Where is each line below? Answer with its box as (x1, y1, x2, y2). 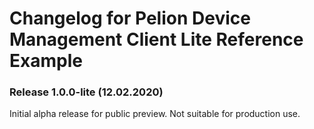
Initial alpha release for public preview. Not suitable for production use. (9, 108, 301, 120)
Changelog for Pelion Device (9, 7, 251, 30)
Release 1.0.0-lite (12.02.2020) (9, 85, 164, 99)
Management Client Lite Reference (9, 28, 304, 51)
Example (9, 50, 83, 72)
